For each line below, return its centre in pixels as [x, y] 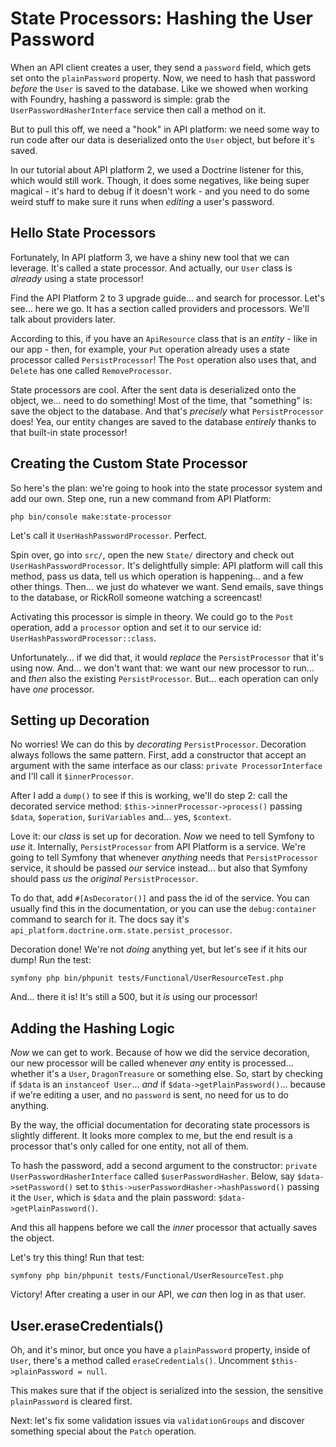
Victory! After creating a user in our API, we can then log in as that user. [158, 1294]
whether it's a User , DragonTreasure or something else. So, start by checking [166, 1074]
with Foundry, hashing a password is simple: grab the [120, 99]
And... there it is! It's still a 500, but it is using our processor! [134, 997]
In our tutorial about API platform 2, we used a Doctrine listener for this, [157, 169]
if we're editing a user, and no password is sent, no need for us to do [149, 1095]
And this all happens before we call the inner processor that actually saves [164, 1228]
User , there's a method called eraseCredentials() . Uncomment [140, 1360]
